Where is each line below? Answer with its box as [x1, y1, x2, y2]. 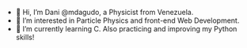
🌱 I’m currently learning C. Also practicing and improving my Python [15, 24, 237, 33]
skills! [15, 32, 35, 42]
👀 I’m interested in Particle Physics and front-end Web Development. [15, 16, 240, 25]
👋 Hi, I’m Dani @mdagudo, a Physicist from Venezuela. [15, 8, 194, 17]
